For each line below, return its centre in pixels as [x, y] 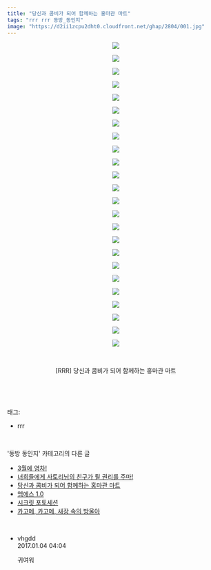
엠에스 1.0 [30, 494]
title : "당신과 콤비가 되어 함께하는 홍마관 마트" [69, 13]
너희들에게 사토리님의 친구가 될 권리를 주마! [75, 477]
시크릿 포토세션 [38, 503]
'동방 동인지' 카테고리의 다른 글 [49, 453]
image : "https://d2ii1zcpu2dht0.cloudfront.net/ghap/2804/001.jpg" [106, 26]
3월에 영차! [32, 468]
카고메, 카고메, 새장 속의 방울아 [59, 511]
